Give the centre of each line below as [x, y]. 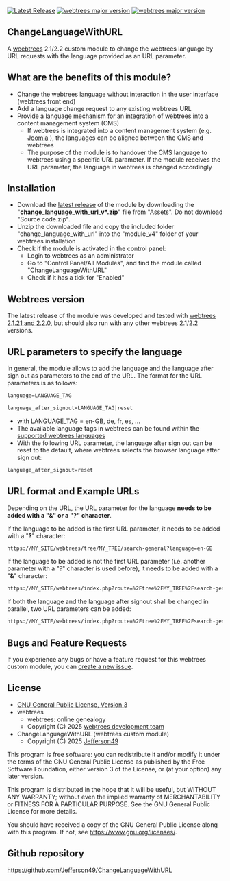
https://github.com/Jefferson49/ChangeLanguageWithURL [90, 870]
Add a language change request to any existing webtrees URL [104, 108]
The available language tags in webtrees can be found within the [108, 428]
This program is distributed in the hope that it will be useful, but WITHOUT [112, 789]
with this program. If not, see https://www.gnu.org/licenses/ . [92, 832]
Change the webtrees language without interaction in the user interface [118, 94]
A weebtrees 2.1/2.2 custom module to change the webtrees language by [110, 49]
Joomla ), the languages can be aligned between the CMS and [115, 138]
